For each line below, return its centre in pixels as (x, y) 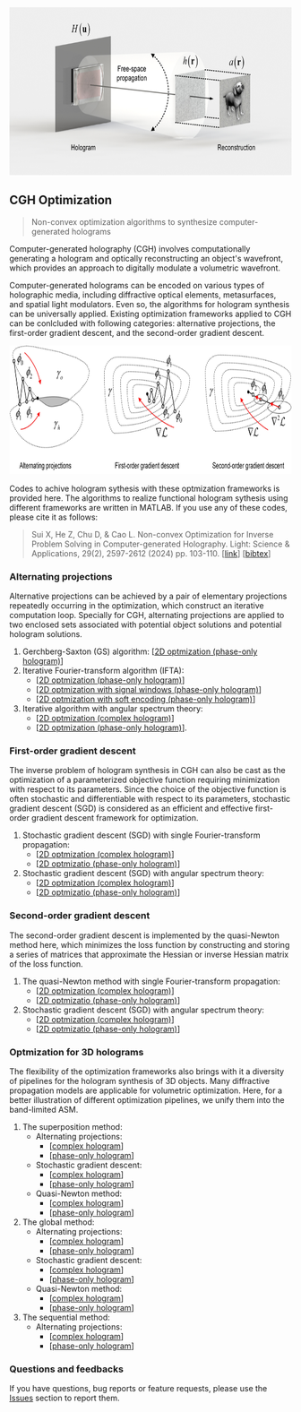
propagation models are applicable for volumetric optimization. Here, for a (146, 1090)
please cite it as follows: (54, 517)
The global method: (58, 1222)
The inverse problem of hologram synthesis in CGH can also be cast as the (147, 771)
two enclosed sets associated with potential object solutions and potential (146, 624)
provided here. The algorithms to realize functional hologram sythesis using (149, 498)
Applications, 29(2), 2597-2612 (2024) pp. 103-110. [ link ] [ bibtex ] (151, 553)
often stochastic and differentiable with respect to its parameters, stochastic (150, 799)
